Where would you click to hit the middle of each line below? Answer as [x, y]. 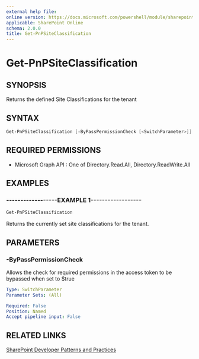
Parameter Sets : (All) [34, 295]
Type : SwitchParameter [34, 289]
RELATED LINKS [36, 336]
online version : [26, 17]
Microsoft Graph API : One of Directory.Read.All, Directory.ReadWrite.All [102, 165]
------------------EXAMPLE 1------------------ [74, 200]
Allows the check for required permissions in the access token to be [89, 272]
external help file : [32, 12]
